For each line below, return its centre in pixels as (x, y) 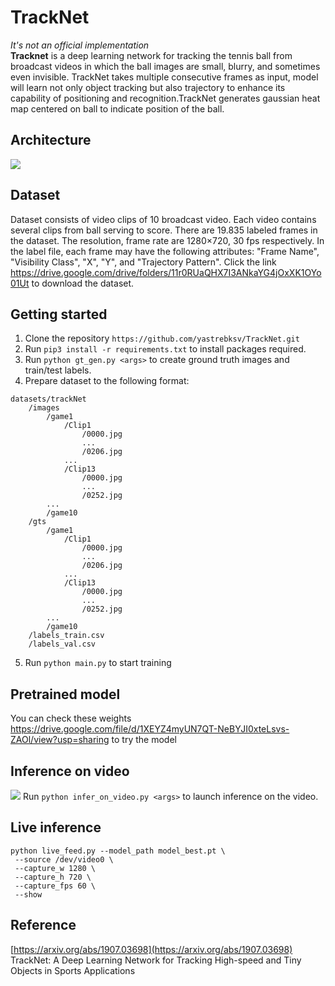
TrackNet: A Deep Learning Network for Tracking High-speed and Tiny (156, 960)
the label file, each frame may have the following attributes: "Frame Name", (165, 251)
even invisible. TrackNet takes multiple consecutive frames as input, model (164, 77)
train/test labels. (58, 370)
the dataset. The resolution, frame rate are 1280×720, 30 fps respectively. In (167, 240)
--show (28, 894)
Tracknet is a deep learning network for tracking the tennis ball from (151, 55)
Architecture (51, 140)
